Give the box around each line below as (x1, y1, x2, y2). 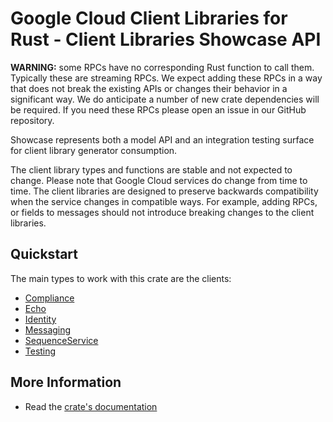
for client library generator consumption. (10, 144, 178, 156)
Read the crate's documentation (24, 400, 158, 412)
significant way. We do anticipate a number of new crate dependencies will (10, 93, 320, 105)
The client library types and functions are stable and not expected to (10, 163, 293, 176)
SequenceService (24, 334, 99, 346)
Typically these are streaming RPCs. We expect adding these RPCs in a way (10, 72, 323, 84)
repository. (10, 114, 55, 126)
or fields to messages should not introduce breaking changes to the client (10, 206, 315, 218)
